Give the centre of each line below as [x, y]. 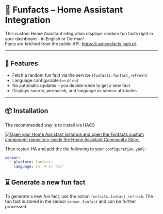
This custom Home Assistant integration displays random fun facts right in [79, 33]
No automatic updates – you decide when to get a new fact [71, 85]
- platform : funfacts [31, 162]
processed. [16, 207]
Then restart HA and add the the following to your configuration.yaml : [75, 149]
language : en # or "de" [39, 167]
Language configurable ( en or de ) [45, 80]
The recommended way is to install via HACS [50, 125]
